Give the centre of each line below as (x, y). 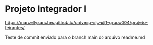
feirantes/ (15, 27)
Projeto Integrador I (46, 9)
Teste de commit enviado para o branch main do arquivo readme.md (75, 37)
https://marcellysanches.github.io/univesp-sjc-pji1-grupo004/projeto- (76, 22)
